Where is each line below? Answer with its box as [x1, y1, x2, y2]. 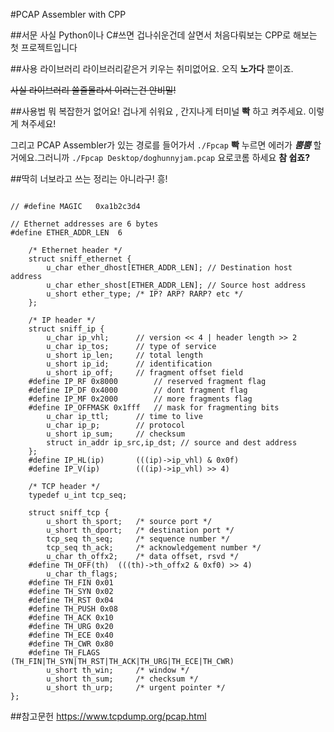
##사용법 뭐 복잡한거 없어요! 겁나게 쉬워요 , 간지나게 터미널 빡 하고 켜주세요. [10, 105, 307, 117]
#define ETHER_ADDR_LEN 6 [10, 228, 123, 238]
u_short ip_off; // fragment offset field [46, 368, 244, 378]
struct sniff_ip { [28, 324, 105, 334]
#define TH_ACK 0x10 [28, 613, 114, 623]
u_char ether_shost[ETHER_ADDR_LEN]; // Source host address [46, 280, 307, 290]
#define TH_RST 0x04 [28, 595, 114, 605]
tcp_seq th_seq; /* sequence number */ [46, 534, 230, 544]
